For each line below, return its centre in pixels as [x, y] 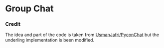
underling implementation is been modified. [50, 40]
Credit [13, 24]
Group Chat [29, 9]
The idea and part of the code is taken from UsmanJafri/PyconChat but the [82, 35]
